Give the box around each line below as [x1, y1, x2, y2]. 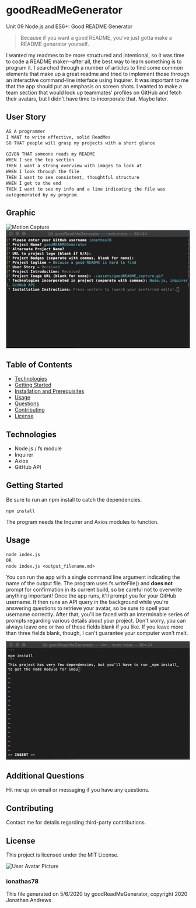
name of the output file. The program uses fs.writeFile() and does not [6, 579, 173, 586]
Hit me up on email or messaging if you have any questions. [6, 786, 150, 793]
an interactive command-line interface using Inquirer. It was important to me [6, 77, 189, 84]
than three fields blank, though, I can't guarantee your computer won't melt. [6, 629, 188, 636]
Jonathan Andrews [6, 897, 51, 904]
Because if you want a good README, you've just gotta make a [20, 34, 172, 41]
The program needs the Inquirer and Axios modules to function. [6, 518, 159, 525]
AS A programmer [6, 128, 45, 134]
